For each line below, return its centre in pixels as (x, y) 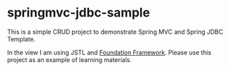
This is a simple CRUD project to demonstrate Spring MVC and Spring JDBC (115, 32)
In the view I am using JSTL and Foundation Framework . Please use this (109, 52)
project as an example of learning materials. (70, 59)
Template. (21, 39)
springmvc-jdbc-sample (79, 13)
